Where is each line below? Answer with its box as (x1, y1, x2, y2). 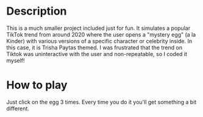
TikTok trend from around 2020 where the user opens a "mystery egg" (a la (6, 30, 196, 38)
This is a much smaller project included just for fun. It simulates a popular (6, 24, 191, 32)
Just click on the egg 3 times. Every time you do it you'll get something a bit (6, 98, 197, 105)
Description (6, 4, 67, 18)
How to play (6, 78, 68, 92)
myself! (6, 57, 26, 64)
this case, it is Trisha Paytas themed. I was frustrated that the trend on (6, 44, 183, 51)
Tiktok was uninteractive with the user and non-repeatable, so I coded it (6, 50, 188, 57)
